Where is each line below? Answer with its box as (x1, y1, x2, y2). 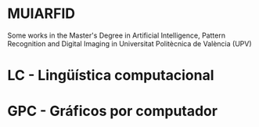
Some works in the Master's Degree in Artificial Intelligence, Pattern (7, 31, 226, 40)
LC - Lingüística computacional (7, 67, 214, 85)
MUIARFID (7, 5, 76, 23)
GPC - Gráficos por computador (7, 103, 218, 120)
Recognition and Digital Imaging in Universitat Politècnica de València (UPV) (7, 38, 252, 48)
